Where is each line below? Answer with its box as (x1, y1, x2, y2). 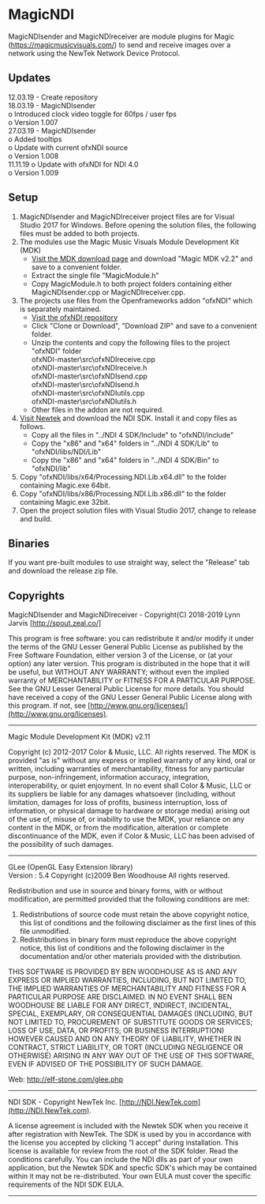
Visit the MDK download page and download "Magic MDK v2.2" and (31, 254, 253, 263)
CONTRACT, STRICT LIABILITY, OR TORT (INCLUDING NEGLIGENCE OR (8, 1043, 244, 1052)
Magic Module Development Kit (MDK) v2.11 (8, 732, 151, 742)
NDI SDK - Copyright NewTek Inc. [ (8, 1097, 122, 1107)
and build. (19, 514, 53, 523)
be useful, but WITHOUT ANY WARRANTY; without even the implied (8, 668, 230, 677)
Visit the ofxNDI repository (31, 312, 118, 322)
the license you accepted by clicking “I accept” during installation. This (8, 1138, 239, 1147)
